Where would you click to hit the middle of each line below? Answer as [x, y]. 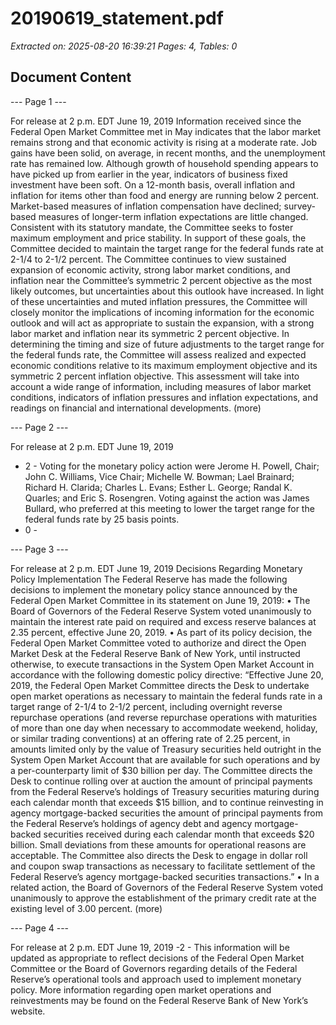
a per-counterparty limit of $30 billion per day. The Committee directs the [161, 770]
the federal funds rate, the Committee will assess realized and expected [158, 354]
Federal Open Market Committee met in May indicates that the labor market [166, 131]
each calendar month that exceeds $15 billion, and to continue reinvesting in [167, 802]
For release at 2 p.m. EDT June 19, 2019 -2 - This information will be [150, 947]
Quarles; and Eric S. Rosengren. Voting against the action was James [167, 498]
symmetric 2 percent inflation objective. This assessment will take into [155, 376]
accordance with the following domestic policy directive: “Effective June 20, [167, 674]
